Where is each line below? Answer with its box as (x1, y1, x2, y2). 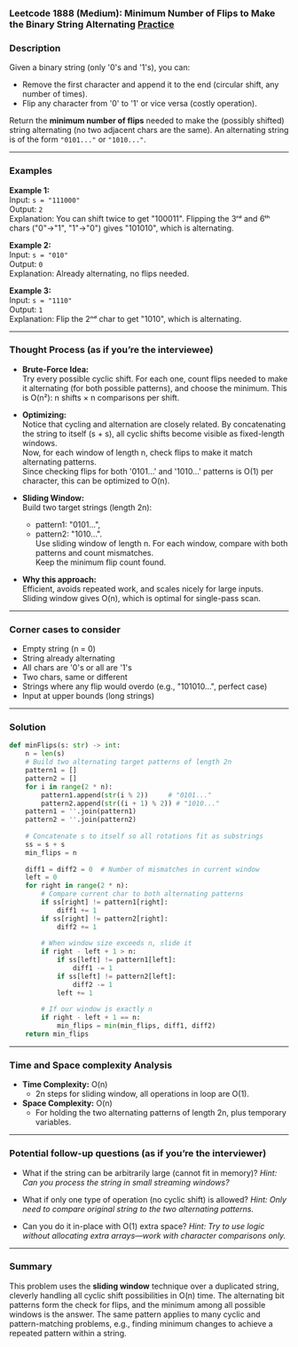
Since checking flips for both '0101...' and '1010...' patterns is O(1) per (21, 466, 273, 476)
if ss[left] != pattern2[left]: (56, 972, 176, 981)
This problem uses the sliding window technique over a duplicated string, (9, 1280, 279, 1291)
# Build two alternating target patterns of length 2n (25, 757, 232, 767)
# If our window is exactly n (41, 1005, 153, 1014)
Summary (9, 1260, 53, 1273)
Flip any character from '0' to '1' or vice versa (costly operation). (21, 98, 257, 109)
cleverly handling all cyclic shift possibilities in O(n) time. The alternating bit (9, 1289, 286, 1301)
